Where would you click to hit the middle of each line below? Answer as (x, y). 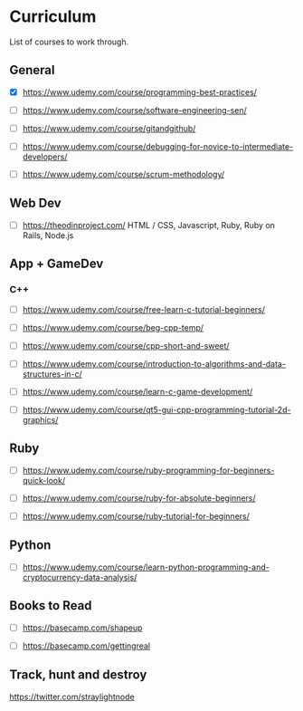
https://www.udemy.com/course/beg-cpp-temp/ (113, 327)
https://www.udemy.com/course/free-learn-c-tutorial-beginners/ (143, 309)
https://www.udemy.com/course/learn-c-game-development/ (137, 391)
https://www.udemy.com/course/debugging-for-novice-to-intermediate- (158, 146)
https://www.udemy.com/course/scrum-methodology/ (123, 174)
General (33, 70)
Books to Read (51, 605)
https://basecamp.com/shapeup (82, 628)
